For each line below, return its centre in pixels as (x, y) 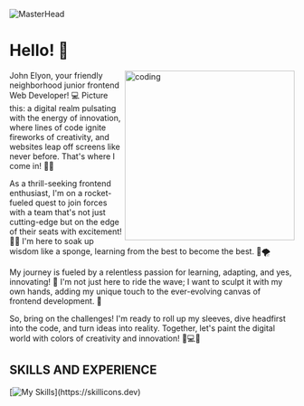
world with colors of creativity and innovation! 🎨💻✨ (105, 338)
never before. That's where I (62, 156)
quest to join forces (71, 203)
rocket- (98, 193)
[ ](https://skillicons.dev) (75, 392)
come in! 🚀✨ (32, 165)
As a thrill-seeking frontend (60, 183)
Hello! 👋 (39, 51)
